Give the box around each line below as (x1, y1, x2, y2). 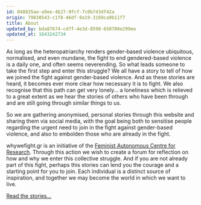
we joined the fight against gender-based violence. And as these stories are (6, 74, 195, 81)
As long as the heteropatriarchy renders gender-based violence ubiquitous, (6, 48, 194, 55)
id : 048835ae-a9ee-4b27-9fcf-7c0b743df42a (6, 8, 115, 15)
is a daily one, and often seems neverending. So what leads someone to (6, 61, 185, 68)
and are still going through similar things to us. (6, 99, 122, 106)
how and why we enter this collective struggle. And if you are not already (6, 155, 188, 162)
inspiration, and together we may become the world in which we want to (6, 174, 186, 181)
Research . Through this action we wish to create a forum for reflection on (6, 149, 189, 156)
